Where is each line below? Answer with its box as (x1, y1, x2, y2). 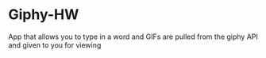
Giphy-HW (8, 6, 79, 24)
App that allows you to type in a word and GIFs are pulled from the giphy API (8, 32, 258, 41)
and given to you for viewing (8, 40, 102, 49)
